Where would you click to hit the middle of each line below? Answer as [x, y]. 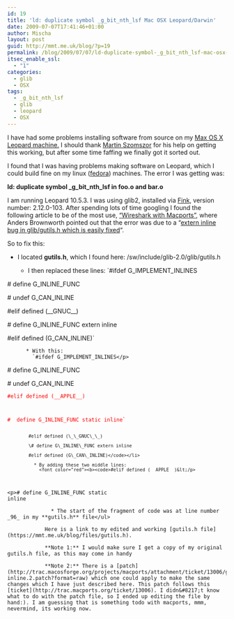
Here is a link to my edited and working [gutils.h [121, 530]
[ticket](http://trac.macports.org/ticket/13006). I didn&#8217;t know [113, 590]
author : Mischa [29, 33]
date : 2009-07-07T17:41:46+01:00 [56, 27]
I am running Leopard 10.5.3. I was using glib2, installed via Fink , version [111, 200]
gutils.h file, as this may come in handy [70, 554]
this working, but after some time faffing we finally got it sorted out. [104, 152]
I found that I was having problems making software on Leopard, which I [111, 165]
